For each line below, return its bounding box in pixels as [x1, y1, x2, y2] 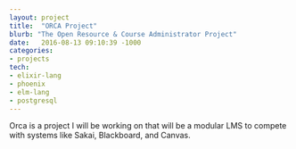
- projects [9, 54, 50, 63]
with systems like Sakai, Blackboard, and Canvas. [9, 130, 192, 141]
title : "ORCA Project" [9, 21, 98, 30]
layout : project [9, 12, 70, 22]
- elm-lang [9, 87, 50, 96]
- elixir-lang [9, 71, 62, 80]
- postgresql [9, 95, 58, 105]
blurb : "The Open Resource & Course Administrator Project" [9, 29, 238, 38]
